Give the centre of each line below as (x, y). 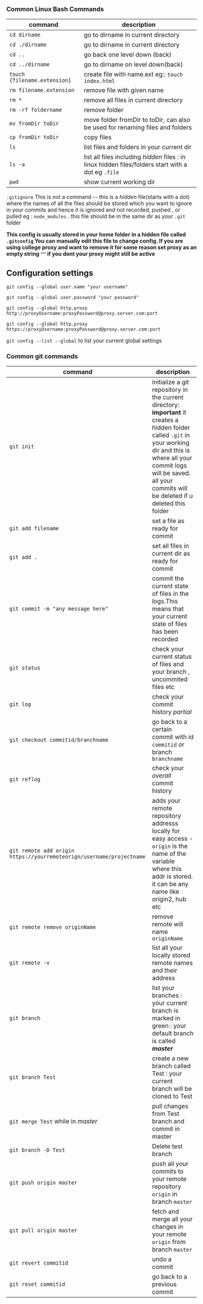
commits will (170, 488)
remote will (168, 924)
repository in (170, 390)
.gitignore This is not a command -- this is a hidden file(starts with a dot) (98, 197)
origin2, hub (169, 899)
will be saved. (171, 473)
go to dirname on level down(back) (133, 64)
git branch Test (33, 1077)
